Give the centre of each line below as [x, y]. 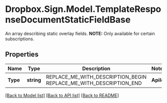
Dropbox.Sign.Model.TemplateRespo [83, 9]
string [34, 80]
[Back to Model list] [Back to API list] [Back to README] [62, 95]
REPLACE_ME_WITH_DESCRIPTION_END [94, 83]
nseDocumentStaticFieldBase [68, 20]
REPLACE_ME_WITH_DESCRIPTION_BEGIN [96, 77]
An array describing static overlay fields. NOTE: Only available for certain [80, 33]
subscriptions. [20, 39]
